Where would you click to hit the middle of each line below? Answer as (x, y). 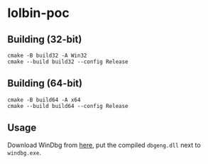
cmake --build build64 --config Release (68, 106)
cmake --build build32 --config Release (68, 62)
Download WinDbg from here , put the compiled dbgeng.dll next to (104, 145)
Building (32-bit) (45, 39)
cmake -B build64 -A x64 (44, 100)
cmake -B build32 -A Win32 (47, 55)
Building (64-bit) (45, 83)
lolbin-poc (38, 13)
